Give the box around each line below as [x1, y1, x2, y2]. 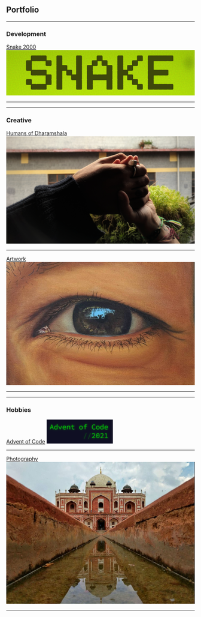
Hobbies [6, 405, 32, 414]
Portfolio [6, 5, 39, 15]
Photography [6, 456, 38, 463]
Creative [6, 116, 32, 124]
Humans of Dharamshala [6, 130, 68, 137]
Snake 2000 [6, 43, 36, 50]
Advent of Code [6, 438, 45, 445]
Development [6, 29, 47, 38]
